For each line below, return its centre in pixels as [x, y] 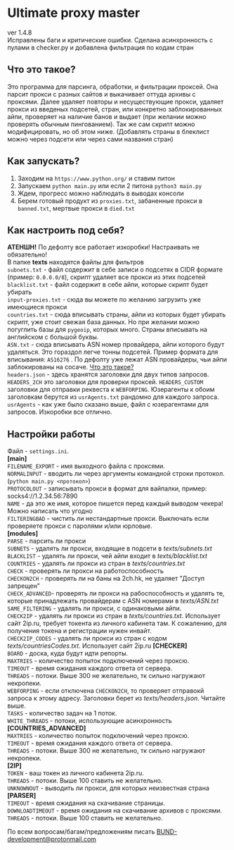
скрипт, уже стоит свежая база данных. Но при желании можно [104, 322]
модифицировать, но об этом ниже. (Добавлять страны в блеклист [109, 131]
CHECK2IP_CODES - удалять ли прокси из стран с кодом [87, 639]
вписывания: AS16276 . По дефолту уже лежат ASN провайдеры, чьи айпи [117, 359]
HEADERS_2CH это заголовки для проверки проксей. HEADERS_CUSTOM [105, 382]
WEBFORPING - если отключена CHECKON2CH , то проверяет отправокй [106, 691]
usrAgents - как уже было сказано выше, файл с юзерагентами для [108, 405]
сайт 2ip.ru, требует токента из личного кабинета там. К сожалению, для [117, 623]
